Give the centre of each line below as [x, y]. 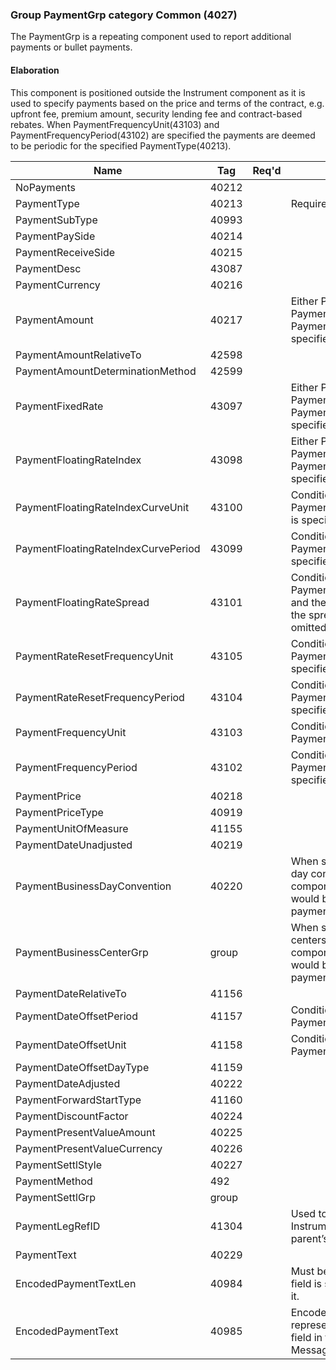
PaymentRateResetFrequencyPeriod [100, 697]
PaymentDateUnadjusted [74, 845]
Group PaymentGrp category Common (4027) [124, 15]
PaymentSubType [56, 220]
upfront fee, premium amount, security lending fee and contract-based [156, 114]
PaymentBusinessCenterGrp [82, 952]
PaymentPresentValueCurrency [89, 1148]
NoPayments [45, 187]
